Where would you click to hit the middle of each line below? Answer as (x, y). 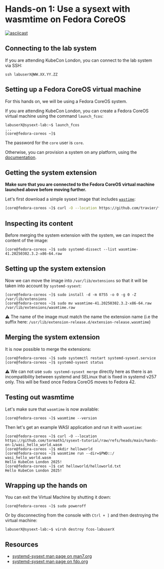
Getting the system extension (51, 173)
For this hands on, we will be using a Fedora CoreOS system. (66, 101)
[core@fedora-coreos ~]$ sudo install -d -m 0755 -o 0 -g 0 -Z (71, 295)
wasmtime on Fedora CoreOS (65, 19)
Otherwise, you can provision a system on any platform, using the (71, 152)
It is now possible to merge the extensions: (48, 349)
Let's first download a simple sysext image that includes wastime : (70, 199)
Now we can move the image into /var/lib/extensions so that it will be (76, 280)
